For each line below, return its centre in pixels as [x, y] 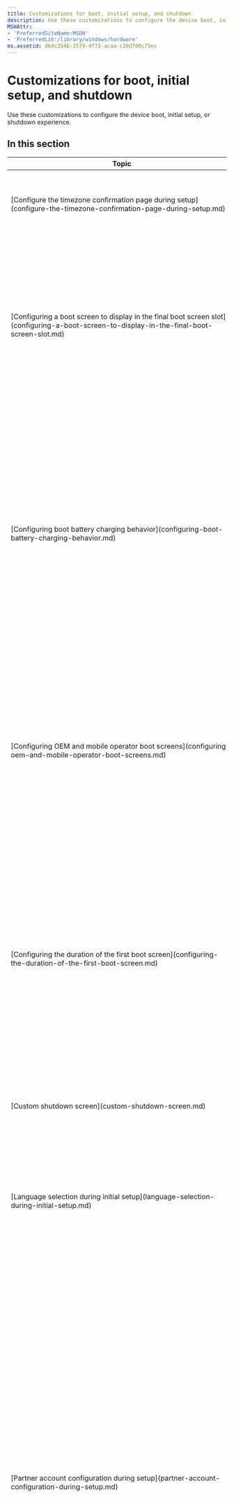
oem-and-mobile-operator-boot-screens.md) [88, 755]
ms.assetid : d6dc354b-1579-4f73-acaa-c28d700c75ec [82, 46]
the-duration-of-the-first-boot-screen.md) [84, 963]
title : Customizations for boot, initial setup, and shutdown [99, 14]
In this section [39, 144]
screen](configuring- [183, 954]
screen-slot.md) [38, 334]
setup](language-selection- [168, 1196]
